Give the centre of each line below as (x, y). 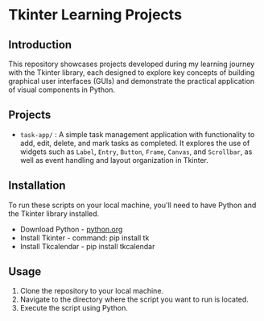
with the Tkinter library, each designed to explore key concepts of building (132, 73)
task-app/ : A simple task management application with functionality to (137, 134)
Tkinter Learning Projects (95, 15)
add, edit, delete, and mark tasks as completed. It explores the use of (135, 143)
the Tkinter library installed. (54, 213)
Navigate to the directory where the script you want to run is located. (134, 299)
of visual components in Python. (62, 90)
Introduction (40, 45)
